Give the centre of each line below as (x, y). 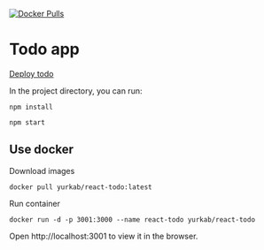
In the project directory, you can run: (76, 91)
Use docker (41, 150)
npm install (31, 107)
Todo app (44, 49)
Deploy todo (31, 73)
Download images (42, 170)
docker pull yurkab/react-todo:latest (81, 187)
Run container (35, 203)
